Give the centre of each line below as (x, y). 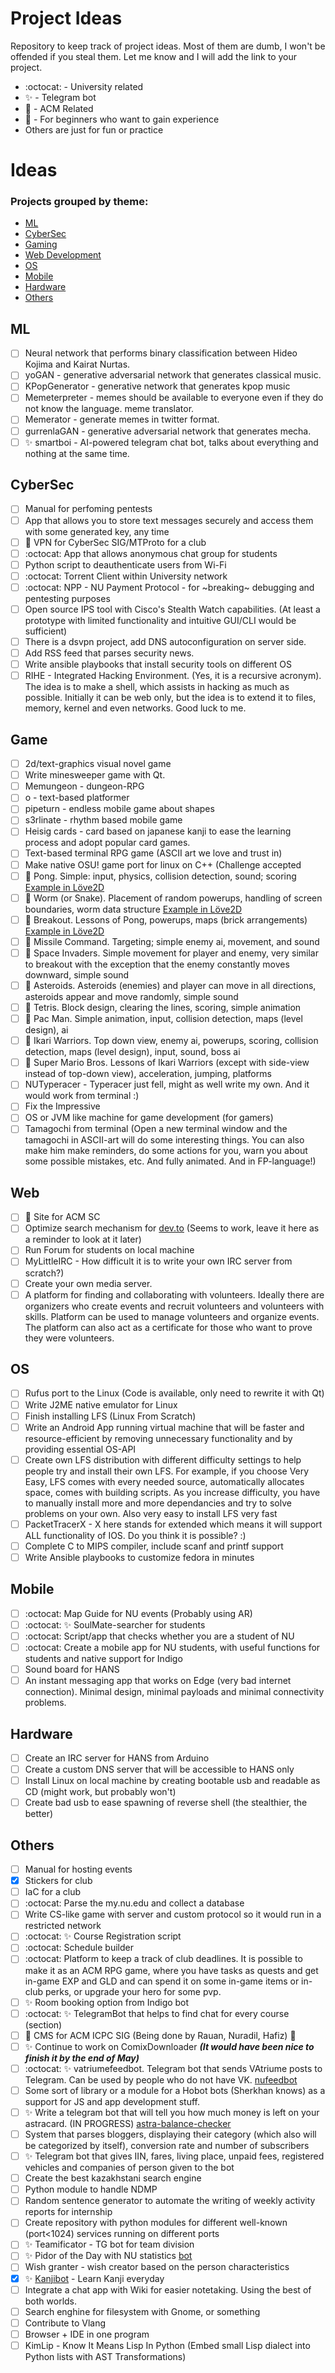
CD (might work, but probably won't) (100, 1792)
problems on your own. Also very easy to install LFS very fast (151, 1513)
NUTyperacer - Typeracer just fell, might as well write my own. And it (167, 1084)
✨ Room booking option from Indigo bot (107, 2002)
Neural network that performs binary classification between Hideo (161, 353)
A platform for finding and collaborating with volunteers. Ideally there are (174, 1294)
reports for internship (68, 2212)
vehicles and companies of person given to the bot (129, 2168)
